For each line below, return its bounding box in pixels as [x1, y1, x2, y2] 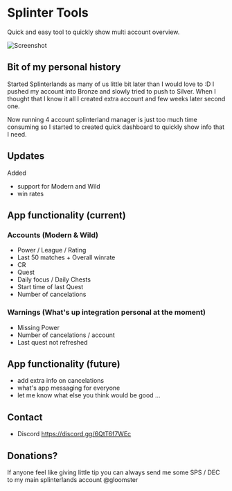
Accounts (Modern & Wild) [7, 230, 99, 240]
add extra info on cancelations [17, 377, 105, 385]
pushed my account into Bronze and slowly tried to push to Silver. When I [7, 87, 216, 95]
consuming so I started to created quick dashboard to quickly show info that [7, 123, 225, 131]
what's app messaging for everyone [17, 384, 121, 393]
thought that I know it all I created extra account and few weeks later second [7, 94, 226, 103]
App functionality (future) [7, 358, 121, 370]
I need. [7, 130, 27, 138]
